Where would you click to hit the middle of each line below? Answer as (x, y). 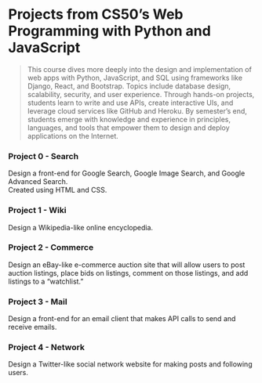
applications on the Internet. (73, 135)
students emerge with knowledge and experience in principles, (129, 119)
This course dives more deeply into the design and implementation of (140, 69)
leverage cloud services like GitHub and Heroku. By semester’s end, (137, 110)
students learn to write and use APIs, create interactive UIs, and (130, 103)
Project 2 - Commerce (51, 248)
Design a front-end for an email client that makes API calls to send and (122, 319)
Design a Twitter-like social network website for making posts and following (130, 364)
